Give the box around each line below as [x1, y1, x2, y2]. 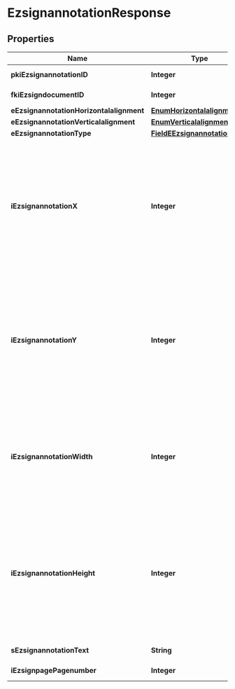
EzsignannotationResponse [7, 5, 171, 21]
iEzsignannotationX [10, 201, 78, 211]
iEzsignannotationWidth [10, 452, 93, 461]
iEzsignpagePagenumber [10, 666, 97, 675]
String [150, 646, 173, 655]
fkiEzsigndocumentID [10, 90, 85, 100]
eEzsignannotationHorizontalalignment [10, 106, 145, 115]
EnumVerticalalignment [150, 117, 231, 127]
